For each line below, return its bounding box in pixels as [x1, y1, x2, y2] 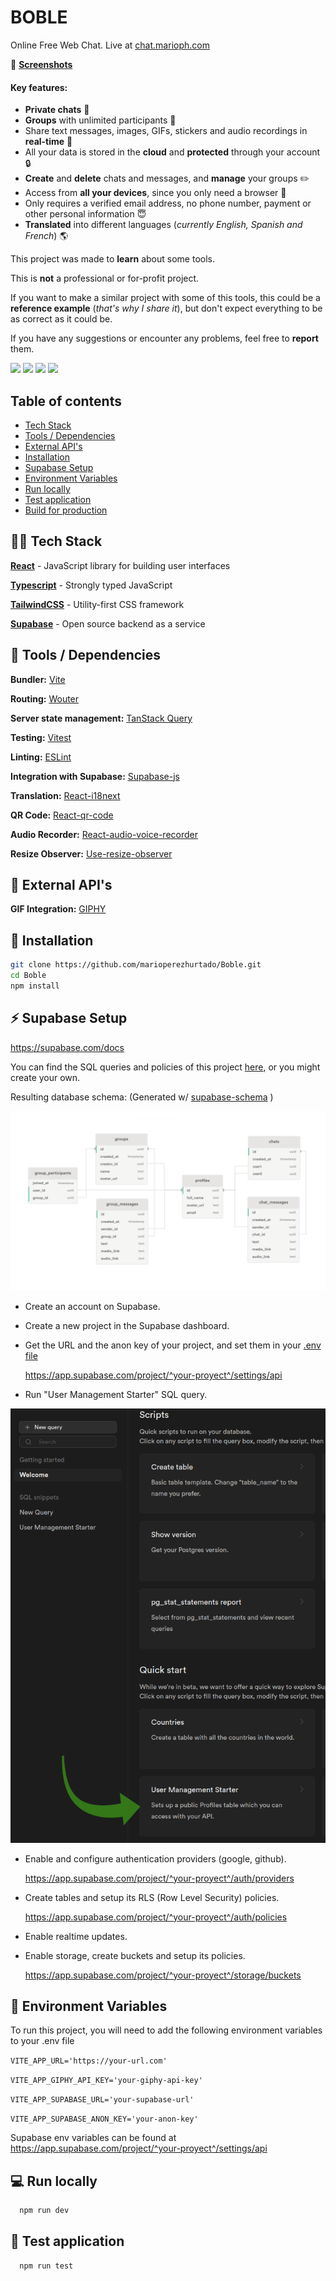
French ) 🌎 [24, 230, 69, 242]
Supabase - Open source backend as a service [10, 617, 206, 630]
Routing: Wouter [10, 692, 80, 705]
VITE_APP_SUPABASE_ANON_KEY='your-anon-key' [10, 2114, 199, 2125]
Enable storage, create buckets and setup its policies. [24, 1949, 246, 1961]
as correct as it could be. [10, 313, 113, 325]
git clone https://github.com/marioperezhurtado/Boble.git [10, 960, 262, 970]
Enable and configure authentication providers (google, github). [24, 1852, 287, 1865]
